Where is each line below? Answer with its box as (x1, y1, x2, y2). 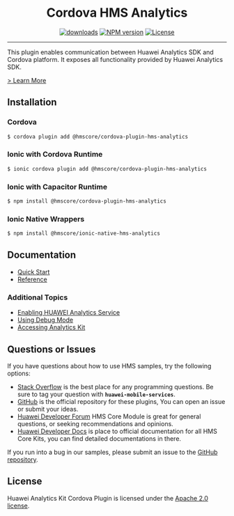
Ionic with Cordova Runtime (7, 150, 103, 159)
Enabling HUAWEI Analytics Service (17, 308, 120, 317)
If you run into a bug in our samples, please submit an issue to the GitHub (7, 448, 218, 456)
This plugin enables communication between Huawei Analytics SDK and (7, 47, 214, 56)
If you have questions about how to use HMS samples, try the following (7, 361, 212, 370)
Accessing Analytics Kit (17, 323, 86, 331)
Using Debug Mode (17, 315, 74, 325)
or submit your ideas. (17, 405, 79, 413)
